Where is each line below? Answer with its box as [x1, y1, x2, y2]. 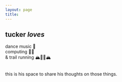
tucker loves [5, 30, 45, 39]
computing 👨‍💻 [5, 49, 34, 55]
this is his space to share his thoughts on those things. [5, 71, 117, 77]
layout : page [5, 7, 32, 12]
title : [5, 12, 19, 17]
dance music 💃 [5, 43, 36, 50]
